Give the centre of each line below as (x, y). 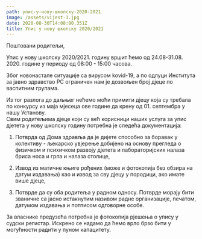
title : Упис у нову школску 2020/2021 (55, 29)
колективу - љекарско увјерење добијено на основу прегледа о (98, 144)
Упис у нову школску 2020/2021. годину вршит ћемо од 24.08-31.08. (95, 57)
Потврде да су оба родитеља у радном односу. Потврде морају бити (104, 193)
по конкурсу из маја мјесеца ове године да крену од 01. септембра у (96, 107)
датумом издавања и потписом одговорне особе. (80, 205)
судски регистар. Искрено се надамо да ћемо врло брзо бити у (89, 223)
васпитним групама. (33, 88)
